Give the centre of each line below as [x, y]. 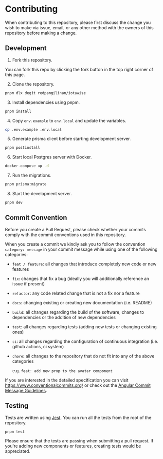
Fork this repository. [32, 60]
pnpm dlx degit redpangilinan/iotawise [45, 93]
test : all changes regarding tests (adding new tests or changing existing [84, 327]
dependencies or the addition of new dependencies [64, 317]
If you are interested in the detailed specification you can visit [67, 380]
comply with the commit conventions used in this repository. [65, 235]
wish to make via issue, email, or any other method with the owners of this [80, 27]
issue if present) [28, 283]
